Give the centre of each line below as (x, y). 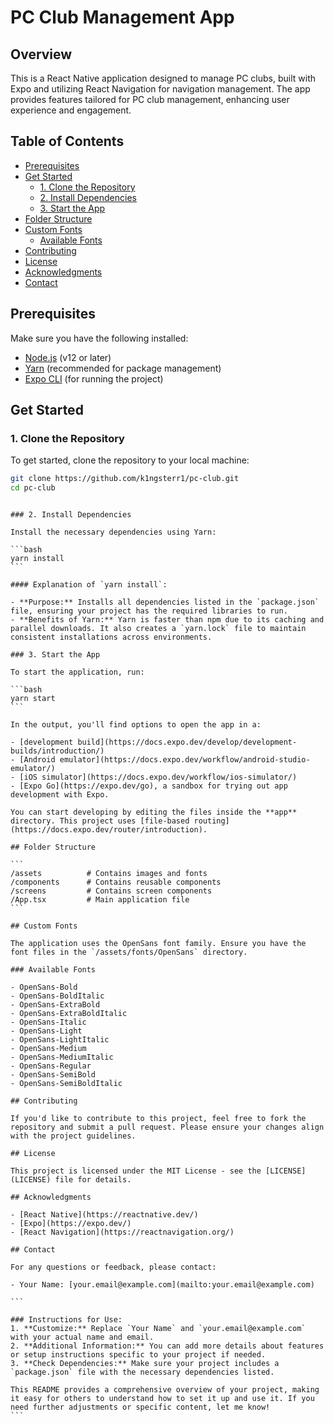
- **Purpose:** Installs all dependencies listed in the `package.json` (165, 602)
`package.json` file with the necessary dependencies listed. (142, 1372)
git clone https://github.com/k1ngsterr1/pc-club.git (125, 479)
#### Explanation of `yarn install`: (89, 585)
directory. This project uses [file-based (100, 821)
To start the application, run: (77, 672)
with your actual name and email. (82, 1337)
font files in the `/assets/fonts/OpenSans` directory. (129, 952)
